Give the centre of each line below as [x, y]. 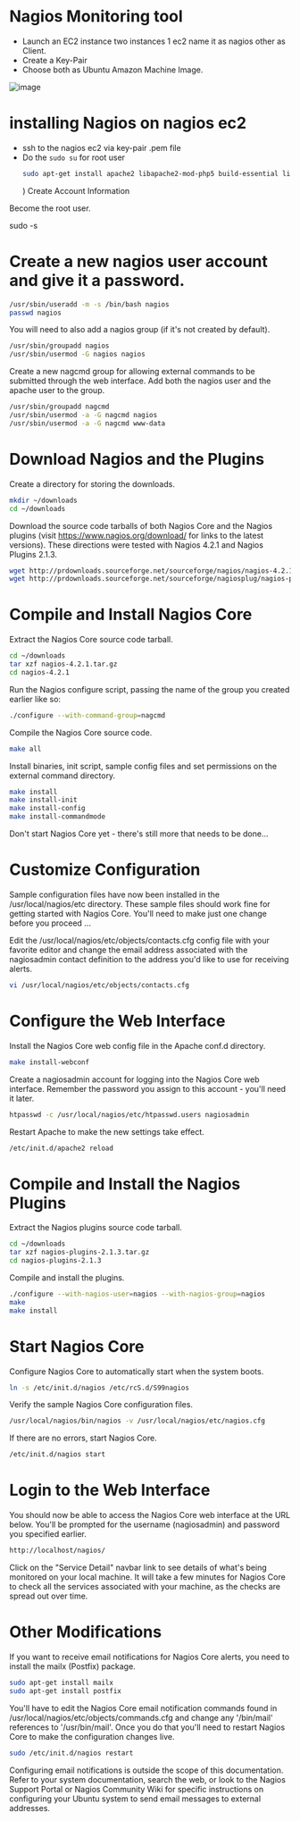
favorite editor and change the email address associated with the [129, 950]
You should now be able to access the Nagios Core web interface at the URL [150, 1515]
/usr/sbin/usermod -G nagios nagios [77, 355]
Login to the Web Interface [110, 1490]
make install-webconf [50, 1062]
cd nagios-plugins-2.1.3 [55, 1261]
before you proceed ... [50, 923]
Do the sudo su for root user [74, 157]
